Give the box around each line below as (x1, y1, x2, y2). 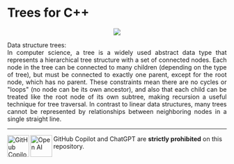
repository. (53, 142, 85, 150)
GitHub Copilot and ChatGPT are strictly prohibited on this (53, 134, 223, 143)
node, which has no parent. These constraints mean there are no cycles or (7, 78, 227, 86)
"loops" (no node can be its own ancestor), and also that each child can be (7, 85, 227, 93)
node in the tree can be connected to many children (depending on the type (7, 63, 227, 71)
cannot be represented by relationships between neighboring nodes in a (7, 107, 227, 115)
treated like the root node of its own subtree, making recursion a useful (7, 92, 227, 101)
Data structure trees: (7, 40, 67, 49)
